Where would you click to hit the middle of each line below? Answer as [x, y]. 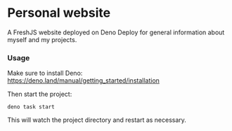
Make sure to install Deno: [45, 73]
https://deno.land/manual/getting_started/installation [84, 81]
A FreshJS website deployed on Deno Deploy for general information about [116, 32]
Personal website [59, 13]
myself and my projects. [42, 39]
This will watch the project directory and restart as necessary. [97, 120]
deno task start [31, 107]
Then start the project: [40, 94]
